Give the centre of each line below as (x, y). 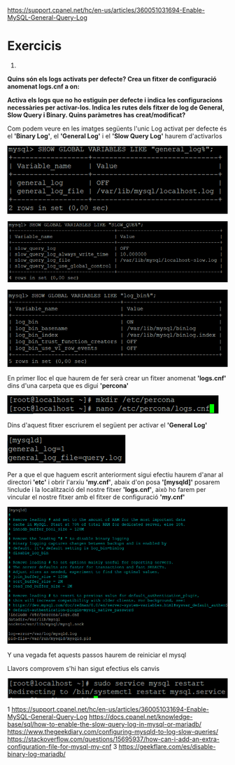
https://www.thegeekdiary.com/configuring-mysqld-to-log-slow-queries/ (113, 732)
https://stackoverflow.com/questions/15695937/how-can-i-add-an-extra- (114, 739)
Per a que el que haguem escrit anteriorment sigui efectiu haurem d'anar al (115, 475)
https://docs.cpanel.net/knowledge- (141, 717)
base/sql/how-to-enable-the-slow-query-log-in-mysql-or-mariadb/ (104, 724)
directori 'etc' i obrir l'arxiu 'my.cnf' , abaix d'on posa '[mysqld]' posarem (114, 482)
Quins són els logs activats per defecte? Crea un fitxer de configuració (112, 79)
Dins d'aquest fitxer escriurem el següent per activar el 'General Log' (107, 425)
